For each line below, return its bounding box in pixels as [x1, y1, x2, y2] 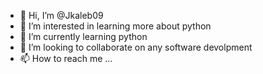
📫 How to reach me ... [19, 53, 113, 64]
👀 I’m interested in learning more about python [19, 20, 212, 32]
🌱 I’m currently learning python [19, 31, 148, 42]
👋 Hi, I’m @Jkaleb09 [19, 10, 104, 21]
